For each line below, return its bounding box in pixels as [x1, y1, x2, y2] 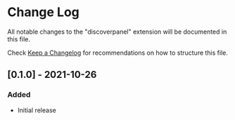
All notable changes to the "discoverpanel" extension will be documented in [7, 27, 227, 36]
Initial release [17, 106, 56, 114]
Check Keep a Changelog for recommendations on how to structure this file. [7, 48, 229, 57]
